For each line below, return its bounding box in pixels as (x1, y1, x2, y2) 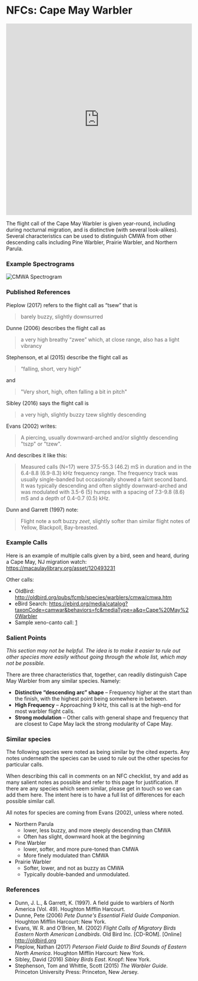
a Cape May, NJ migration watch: (6, 558, 87, 565)
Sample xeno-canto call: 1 (14, 619, 78, 626)
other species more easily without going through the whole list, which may (6, 653, 187, 660)
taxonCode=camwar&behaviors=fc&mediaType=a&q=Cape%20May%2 (14, 606, 189, 613)
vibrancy (20, 342, 42, 349)
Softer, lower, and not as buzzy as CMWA (23, 864, 124, 872)
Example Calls (6, 538, 48, 547)
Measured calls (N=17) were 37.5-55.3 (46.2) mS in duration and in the (20, 463, 192, 470)
